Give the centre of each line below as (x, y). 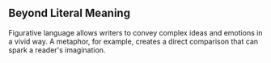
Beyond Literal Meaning (70, 13)
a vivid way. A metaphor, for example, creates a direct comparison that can (133, 41)
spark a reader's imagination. (57, 50)
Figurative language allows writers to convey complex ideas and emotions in (135, 32)
